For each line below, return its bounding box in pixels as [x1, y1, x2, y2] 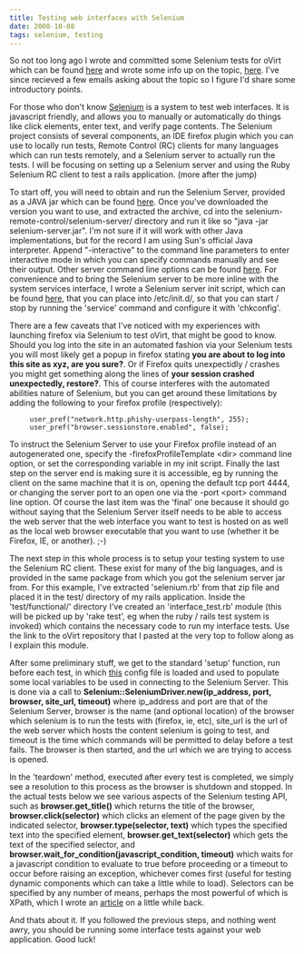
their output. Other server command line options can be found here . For [9, 264, 277, 275]
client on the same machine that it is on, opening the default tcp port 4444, [9, 478, 290, 489]
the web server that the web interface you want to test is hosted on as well [9, 516, 289, 527]
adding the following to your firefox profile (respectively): [9, 397, 223, 409]
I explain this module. [9, 640, 89, 651]
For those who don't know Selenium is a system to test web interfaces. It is [9, 102, 289, 113]
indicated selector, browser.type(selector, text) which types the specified [9, 820, 288, 831]
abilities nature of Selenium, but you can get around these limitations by [9, 388, 278, 399]
